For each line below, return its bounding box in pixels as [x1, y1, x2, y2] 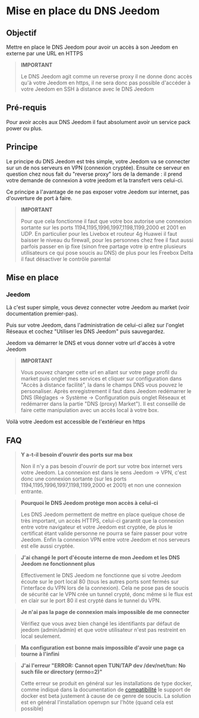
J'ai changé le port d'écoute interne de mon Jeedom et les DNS [20, 554, 180, 561]
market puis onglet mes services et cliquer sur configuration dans [20, 375, 182, 382]
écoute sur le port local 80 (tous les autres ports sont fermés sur [20, 578, 179, 586]
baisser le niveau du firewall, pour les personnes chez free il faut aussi [20, 236, 194, 243]
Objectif [6, 28, 37, 38]
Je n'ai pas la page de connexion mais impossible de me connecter [20, 609, 189, 616]
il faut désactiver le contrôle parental [20, 255, 111, 262]
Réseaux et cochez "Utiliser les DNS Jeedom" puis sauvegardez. [6, 328, 165, 335]
